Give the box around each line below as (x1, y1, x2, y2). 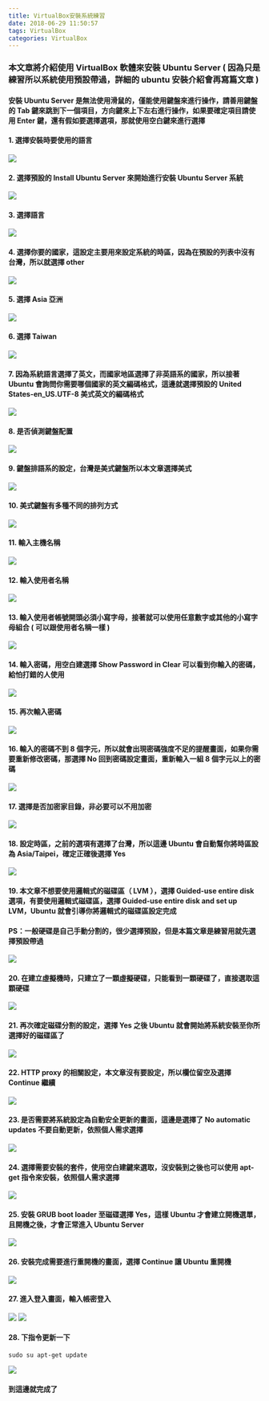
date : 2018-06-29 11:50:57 (8, 19, 98, 27)
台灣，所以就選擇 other (8, 257, 85, 267)
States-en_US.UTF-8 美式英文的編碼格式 (8, 389, 144, 398)
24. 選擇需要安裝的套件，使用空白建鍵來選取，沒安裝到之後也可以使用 (8, 1162, 239, 1172)
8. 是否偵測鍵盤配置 (8, 426, 74, 436)
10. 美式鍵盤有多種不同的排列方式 (8, 501, 118, 511)
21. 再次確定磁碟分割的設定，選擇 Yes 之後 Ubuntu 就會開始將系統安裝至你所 (8, 1020, 260, 1030)
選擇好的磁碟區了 (8, 1031, 65, 1041)
